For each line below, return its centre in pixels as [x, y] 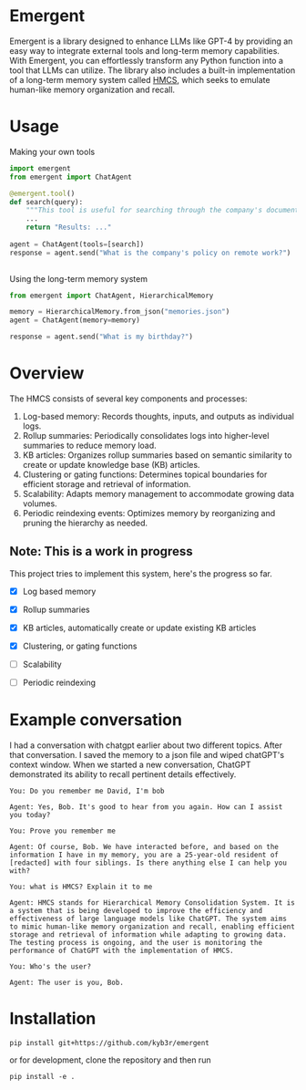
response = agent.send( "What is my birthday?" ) [102, 337]
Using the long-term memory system [79, 278]
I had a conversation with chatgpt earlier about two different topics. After [146, 745]
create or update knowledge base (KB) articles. [111, 464]
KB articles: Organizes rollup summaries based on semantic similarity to [157, 455]
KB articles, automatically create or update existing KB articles [139, 628]
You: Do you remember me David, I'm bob [87, 791]
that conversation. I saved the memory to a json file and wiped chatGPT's [147, 755]
